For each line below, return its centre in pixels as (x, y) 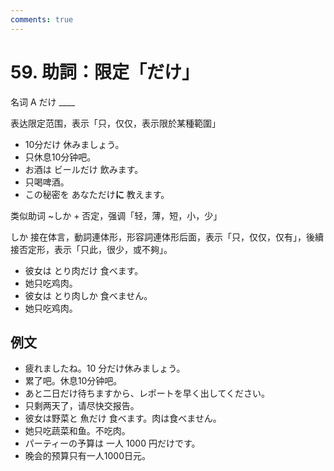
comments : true (42, 19)
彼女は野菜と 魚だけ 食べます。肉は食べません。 (123, 418)
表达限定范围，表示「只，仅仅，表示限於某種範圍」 (115, 123)
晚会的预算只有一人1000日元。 (87, 456)
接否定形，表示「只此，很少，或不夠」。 (91, 249)
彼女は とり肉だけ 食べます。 (84, 270)
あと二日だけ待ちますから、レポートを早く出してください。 (147, 393)
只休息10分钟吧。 (60, 157)
